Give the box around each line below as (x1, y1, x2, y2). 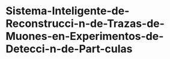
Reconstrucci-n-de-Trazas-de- (5, 17, 165, 30)
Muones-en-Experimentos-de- (5, 30, 164, 43)
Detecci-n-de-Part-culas (5, 42, 133, 56)
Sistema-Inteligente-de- (5, 4, 130, 18)
